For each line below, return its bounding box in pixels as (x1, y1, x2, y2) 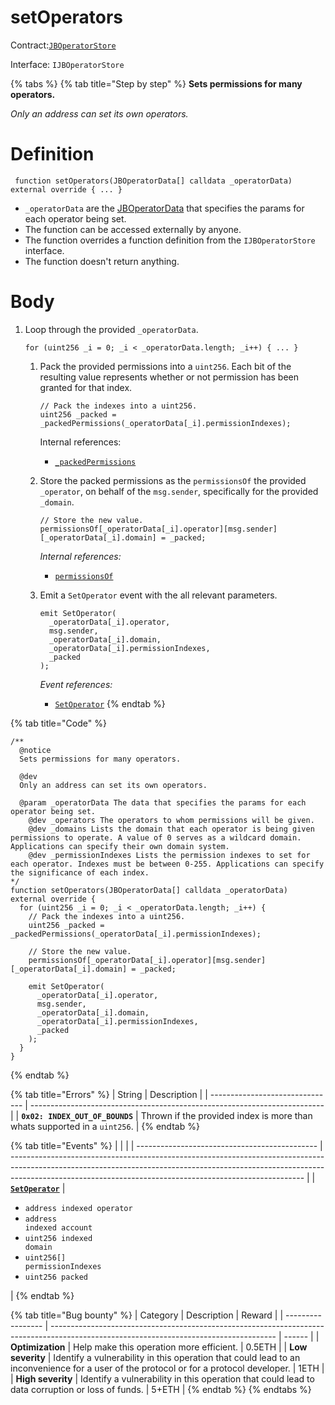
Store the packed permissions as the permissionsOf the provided (39, 474, 307, 486)
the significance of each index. (10, 867, 150, 878)
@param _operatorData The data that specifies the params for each (19, 797, 307, 808)
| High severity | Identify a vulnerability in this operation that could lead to (10, 1372, 315, 1385)
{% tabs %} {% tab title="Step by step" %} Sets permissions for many (10, 77, 303, 90)
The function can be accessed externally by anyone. (24, 223, 242, 235)
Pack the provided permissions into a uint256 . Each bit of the (39, 360, 292, 372)
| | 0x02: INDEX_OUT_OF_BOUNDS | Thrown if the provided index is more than (10, 1109, 313, 1121)
